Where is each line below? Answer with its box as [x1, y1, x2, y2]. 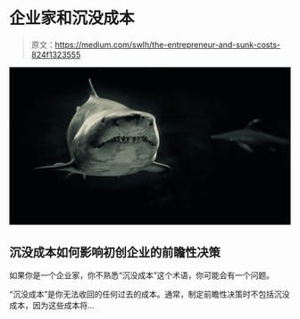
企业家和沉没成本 [9, 8, 136, 29]
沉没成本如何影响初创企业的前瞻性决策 [9, 244, 221, 259]
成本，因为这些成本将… [9, 300, 96, 311]
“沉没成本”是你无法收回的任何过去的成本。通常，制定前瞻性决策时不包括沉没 [9, 289, 290, 299]
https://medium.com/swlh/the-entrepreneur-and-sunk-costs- [54, 39, 281, 50]
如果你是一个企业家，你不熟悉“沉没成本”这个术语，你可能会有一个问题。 [9, 270, 275, 281]
